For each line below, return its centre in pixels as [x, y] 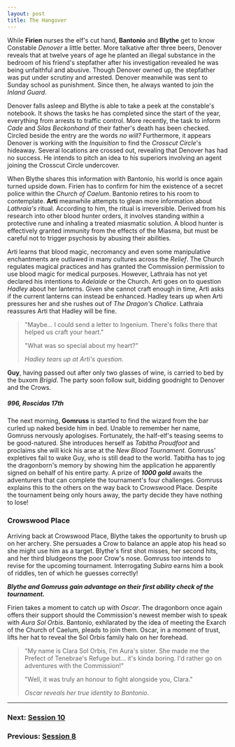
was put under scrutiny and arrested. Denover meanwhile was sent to [107, 77]
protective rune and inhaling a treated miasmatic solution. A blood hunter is [115, 223]
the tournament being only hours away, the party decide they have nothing [115, 495]
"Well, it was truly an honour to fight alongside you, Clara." [109, 679]
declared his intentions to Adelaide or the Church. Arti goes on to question [114, 281]
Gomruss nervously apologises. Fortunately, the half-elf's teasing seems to [115, 436]
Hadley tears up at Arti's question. [74, 359]
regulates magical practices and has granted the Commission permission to [116, 266]
